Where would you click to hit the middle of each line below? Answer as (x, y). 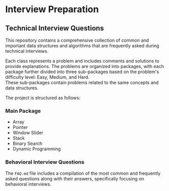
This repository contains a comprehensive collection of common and (77, 40)
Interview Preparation (52, 9)
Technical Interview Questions (55, 28)
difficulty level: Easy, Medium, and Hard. (47, 77)
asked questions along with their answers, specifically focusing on (75, 178)
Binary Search (27, 144)
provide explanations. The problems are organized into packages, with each (84, 66)
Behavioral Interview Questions (45, 162)
